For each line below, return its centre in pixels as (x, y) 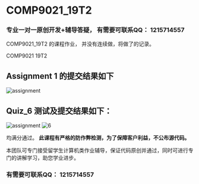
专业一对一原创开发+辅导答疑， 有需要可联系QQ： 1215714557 (95, 30)
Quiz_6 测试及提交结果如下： (59, 111)
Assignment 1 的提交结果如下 (60, 76)
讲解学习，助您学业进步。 (48, 158)
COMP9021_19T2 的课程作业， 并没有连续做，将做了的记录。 (80, 44)
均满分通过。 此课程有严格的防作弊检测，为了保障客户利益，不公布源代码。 (98, 138)
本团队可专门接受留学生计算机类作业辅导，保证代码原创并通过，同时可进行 (97, 150)
